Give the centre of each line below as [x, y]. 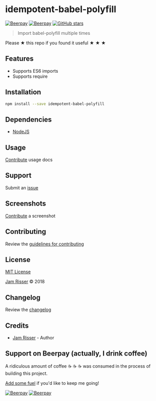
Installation [23, 92]
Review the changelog [28, 310]
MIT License [18, 272]
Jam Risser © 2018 [25, 282]
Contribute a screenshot [30, 216]
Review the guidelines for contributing [45, 244]
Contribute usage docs [29, 160]
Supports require [30, 76]
